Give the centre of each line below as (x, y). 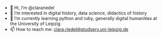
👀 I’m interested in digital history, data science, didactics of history (78, 13)
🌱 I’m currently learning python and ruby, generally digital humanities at (83, 18)
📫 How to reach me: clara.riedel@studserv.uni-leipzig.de (69, 29)
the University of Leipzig (35, 23)
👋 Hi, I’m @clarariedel (32, 8)
